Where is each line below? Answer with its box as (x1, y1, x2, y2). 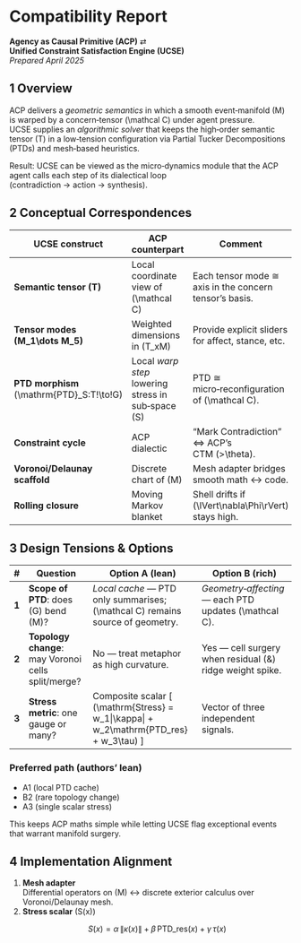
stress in (131, 388, 168, 401)
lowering (131, 376, 168, 389)
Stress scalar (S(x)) (21, 906, 96, 917)
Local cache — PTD (92, 583, 177, 595)
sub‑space (131, 399, 176, 411)
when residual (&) (201, 653, 276, 665)
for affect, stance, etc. (192, 334, 286, 347)
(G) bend (28, 605, 67, 618)
